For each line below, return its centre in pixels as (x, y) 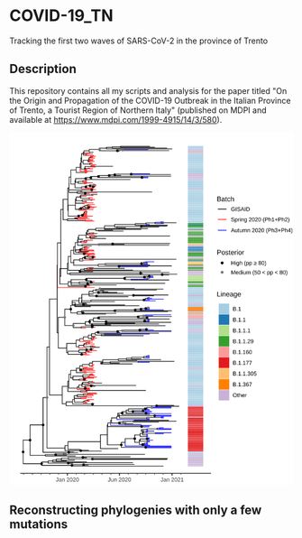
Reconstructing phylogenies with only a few (136, 510)
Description (43, 69)
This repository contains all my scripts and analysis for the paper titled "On (148, 90)
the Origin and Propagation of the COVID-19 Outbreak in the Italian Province (150, 100)
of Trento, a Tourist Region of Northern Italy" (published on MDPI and (138, 110)
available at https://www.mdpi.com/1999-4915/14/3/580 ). (116, 119)
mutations (39, 524)
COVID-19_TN (62, 16)
